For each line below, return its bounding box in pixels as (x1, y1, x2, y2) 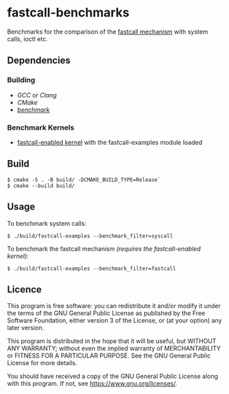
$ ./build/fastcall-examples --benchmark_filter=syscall (7, 232, 173, 240)
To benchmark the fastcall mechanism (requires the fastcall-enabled (7, 244, 201, 253)
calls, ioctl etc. (7, 34, 48, 43)
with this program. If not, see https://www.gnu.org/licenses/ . (7, 380, 178, 388)
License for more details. (7, 359, 77, 367)
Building (7, 76, 36, 85)
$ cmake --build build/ (7, 182, 75, 189)
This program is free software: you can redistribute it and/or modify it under (7, 302, 221, 310)
